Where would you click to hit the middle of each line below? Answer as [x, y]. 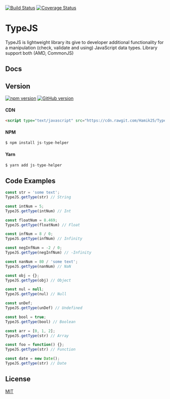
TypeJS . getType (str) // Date [36, 364]
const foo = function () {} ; [35, 345]
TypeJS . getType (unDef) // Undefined [44, 308]
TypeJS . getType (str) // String [38, 197]
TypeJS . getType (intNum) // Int [38, 211]
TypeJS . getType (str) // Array [37, 336]
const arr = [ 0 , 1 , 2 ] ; [30, 331]
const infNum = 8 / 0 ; [29, 234]
